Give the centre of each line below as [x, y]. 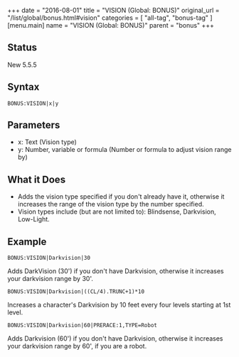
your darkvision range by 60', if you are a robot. [77, 346]
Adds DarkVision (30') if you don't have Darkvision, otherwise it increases [116, 271]
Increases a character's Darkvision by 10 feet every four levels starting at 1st [119, 305]
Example [27, 242]
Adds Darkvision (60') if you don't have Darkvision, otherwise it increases [115, 339]
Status [22, 48]
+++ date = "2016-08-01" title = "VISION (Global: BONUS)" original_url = [113, 10]
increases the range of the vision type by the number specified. [111, 204]
